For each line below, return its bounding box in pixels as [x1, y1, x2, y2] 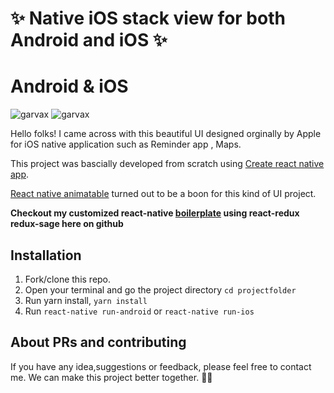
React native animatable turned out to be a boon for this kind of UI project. [10, 188, 317, 200]
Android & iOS [10, 75, 129, 98]
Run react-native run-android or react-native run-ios [24, 305, 255, 317]
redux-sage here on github [10, 218, 124, 230]
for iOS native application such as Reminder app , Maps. [10, 138, 242, 151]
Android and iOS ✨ [10, 29, 168, 52]
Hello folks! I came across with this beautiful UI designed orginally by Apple [10, 128, 322, 140]
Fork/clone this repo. [24, 273, 112, 285]
